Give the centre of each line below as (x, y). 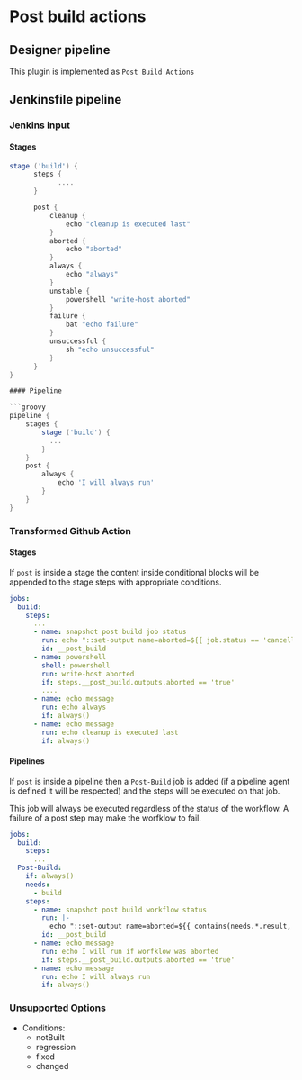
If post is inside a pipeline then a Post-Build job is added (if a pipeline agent (150, 781)
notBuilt (50, 1037)
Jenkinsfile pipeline (66, 100)
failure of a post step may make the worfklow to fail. (106, 818)
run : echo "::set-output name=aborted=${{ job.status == (150, 640)
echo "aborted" (94, 250)
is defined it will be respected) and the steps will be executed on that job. (145, 791)
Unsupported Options (58, 1008)
